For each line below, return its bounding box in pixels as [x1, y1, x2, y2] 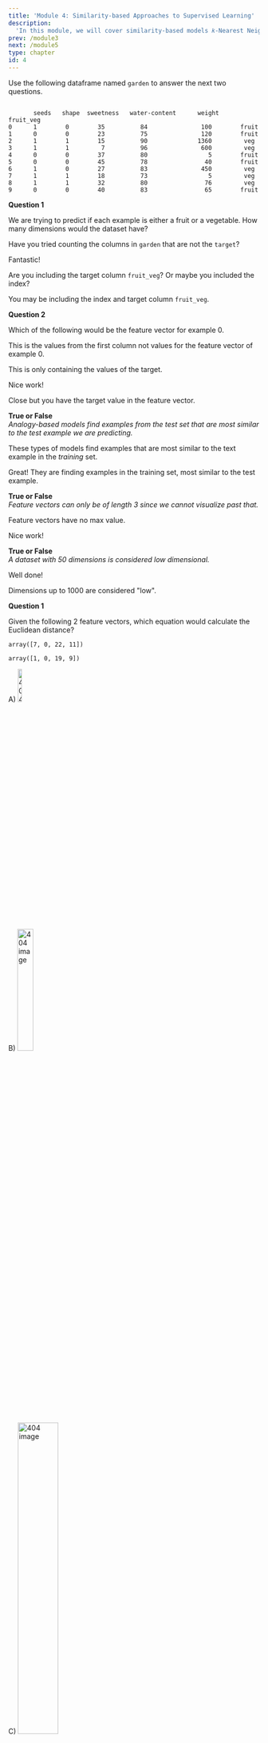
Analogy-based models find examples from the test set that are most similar [8, 419, 259, 429]
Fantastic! [8, 255, 41, 264]
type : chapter [8, 49, 56, 57]
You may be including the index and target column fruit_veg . [8, 294, 210, 303]
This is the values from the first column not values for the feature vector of [8, 340, 254, 350]
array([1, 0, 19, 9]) [8, 654, 81, 663]
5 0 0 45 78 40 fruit [8, 157, 259, 166]
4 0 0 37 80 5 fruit [8, 151, 259, 159]
